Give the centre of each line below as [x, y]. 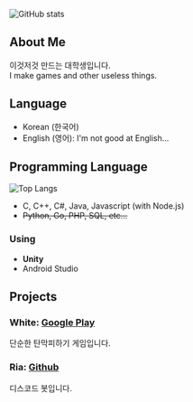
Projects [33, 297]
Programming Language [79, 167]
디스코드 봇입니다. [41, 388]
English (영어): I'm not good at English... [96, 138]
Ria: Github [34, 368]
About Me [37, 42]
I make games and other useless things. [83, 75]
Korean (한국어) [51, 126]
